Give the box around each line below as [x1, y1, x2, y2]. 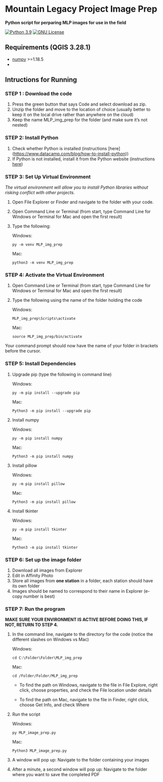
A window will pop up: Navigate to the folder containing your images [12, 757, 149, 763]
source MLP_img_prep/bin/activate [12, 334, 82, 339]
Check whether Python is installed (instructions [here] [12, 145, 121, 151]
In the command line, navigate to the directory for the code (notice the [12, 631, 153, 637]
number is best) [23, 593, 55, 599]
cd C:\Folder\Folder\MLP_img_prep [12, 655, 82, 661]
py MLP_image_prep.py [12, 730, 56, 736]
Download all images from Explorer [12, 567, 83, 573]
